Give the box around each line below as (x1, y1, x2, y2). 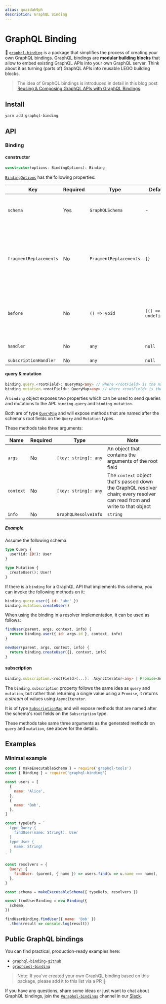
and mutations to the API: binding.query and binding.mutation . (5, 401, 133, 407)
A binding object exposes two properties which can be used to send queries (5, 395, 161, 401)
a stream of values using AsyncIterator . (5, 696, 86, 702)
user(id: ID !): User (9, 552, 52, 557)
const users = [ (5, 780, 39, 785)
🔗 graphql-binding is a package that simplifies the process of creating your (5, 50, 158, 56)
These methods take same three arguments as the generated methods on (5, 720, 155, 726)
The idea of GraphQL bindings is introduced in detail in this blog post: (17, 80, 159, 86)
